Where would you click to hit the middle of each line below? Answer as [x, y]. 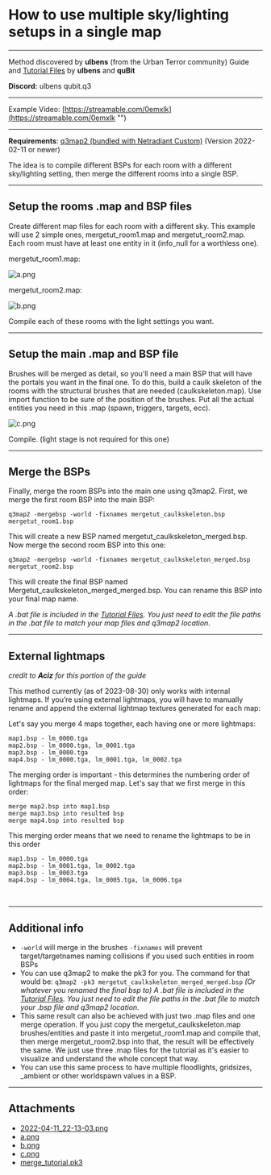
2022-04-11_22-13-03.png [64, 1128]
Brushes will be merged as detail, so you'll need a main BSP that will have [130, 373]
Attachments [42, 1109]
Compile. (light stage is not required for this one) [89, 439]
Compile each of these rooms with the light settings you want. [111, 321]
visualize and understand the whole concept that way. [110, 1059]
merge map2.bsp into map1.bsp [59, 807]
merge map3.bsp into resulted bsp [67, 814]
